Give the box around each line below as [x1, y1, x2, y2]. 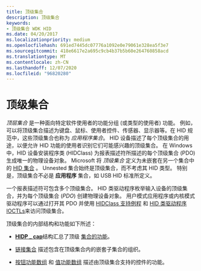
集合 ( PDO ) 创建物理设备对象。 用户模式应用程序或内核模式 [48, 192, 195, 199]
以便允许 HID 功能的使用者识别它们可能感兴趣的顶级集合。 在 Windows [16, 142, 193, 149]
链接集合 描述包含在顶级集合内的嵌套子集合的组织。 [14, 246, 144, 253]
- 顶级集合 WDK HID [6, 25, 52, 32]
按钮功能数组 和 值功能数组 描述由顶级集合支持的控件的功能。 [14, 258, 168, 266]
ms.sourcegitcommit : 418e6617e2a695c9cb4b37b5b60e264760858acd [6, 48, 169, 54]
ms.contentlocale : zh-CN [6, 59, 69, 65]
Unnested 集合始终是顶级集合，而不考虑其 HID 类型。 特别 [42, 164, 188, 172]
